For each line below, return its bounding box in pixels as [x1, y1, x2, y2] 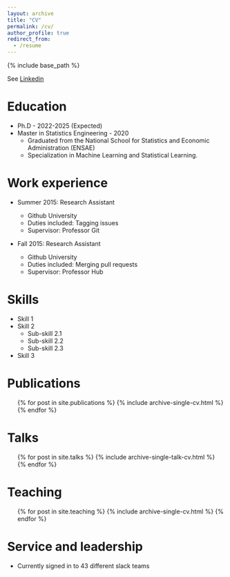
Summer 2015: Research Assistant [17, 198, 115, 206]
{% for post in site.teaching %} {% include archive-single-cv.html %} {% [17, 507, 224, 515]
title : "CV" [7, 17, 41, 23]
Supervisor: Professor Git [27, 226, 100, 234]
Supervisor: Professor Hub [27, 267, 104, 276]
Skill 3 [17, 351, 35, 359]
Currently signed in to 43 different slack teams [17, 561, 150, 570]
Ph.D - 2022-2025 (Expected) [17, 122, 103, 130]
